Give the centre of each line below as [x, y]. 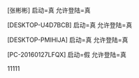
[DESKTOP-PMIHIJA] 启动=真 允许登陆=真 [68, 40]
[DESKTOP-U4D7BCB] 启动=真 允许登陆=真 [70, 25]
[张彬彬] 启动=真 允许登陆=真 [49, 10]
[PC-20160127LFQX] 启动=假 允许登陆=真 [67, 55]
